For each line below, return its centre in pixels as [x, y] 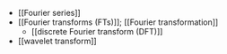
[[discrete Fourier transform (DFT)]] [97, 31]
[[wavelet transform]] [57, 41]
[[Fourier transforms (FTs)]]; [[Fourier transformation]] [118, 22]
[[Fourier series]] [49, 13]
